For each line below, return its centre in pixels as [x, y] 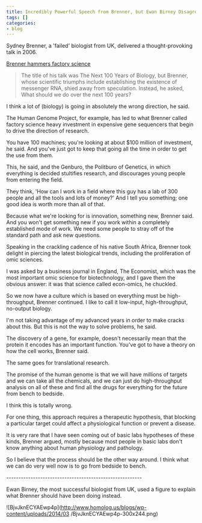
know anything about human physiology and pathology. [75, 448]
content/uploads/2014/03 [38, 514]
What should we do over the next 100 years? [76, 95]
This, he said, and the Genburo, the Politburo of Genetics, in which [89, 167]
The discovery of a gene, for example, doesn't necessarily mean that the [96, 339]
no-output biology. [29, 308]
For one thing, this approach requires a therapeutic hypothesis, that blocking [101, 417]
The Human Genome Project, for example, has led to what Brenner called [97, 118]
